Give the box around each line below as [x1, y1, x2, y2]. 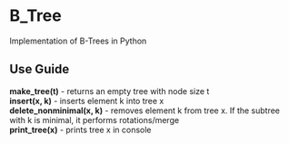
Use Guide [9, 62, 70, 77]
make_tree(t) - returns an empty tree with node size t [9, 85, 210, 96]
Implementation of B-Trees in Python [9, 35, 147, 46]
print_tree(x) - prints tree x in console [9, 124, 152, 135]
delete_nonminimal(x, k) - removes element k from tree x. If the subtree [9, 105, 280, 116]
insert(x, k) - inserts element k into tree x [9, 95, 164, 106]
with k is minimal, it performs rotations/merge [9, 114, 180, 125]
